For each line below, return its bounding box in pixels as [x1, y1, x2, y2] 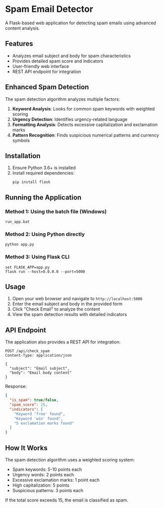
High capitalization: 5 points [12, 482, 69, 488]
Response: [5, 383, 27, 389]
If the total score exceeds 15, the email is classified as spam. [5, 497, 129, 503]
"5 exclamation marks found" [14, 421, 74, 426]
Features [5, 40, 33, 48]
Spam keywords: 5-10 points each [12, 466, 82, 472]
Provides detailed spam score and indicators [12, 58, 104, 64]
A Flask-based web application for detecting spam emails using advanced [5, 20, 156, 26]
